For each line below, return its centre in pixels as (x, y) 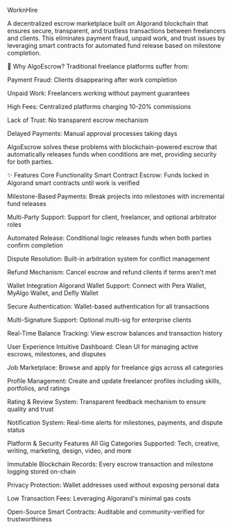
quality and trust (31, 409)
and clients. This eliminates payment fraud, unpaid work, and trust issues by (116, 38)
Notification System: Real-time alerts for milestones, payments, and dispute (115, 423)
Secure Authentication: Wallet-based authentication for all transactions (108, 306)
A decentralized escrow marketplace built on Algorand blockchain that (107, 23)
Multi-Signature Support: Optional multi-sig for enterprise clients (100, 320)
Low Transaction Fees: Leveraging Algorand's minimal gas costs (99, 498)
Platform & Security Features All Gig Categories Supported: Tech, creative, (113, 443)
